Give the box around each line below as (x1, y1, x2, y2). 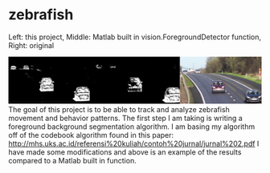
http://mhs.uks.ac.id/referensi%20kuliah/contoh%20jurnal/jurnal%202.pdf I (8, 139, 260, 148)
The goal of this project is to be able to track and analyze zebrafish (8, 104, 231, 114)
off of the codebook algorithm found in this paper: (8, 130, 174, 139)
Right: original (8, 40, 55, 50)
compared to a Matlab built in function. (8, 155, 137, 165)
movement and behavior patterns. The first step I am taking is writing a (8, 113, 243, 123)
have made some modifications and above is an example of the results (8, 147, 242, 157)
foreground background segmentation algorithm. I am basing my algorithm (8, 122, 256, 131)
